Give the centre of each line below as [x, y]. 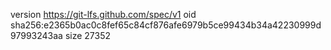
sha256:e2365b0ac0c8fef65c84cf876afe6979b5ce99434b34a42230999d [166, 25]
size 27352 [88, 35]
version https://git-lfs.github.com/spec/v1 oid [103, 14]
